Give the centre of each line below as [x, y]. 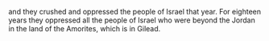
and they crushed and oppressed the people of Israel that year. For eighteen [135, 12]
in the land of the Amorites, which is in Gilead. [85, 29]
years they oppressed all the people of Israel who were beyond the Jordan [132, 20]
